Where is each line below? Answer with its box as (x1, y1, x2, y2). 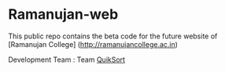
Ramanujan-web (8, 5, 119, 23)
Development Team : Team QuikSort (8, 55, 126, 64)
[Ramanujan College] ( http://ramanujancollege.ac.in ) (8, 39, 179, 49)
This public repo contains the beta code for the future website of (8, 31, 218, 41)
